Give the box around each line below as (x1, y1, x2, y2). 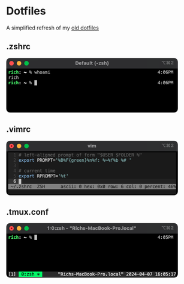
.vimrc (6, 125, 31, 135)
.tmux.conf (6, 206, 49, 217)
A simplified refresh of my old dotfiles (6, 24, 99, 31)
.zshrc (6, 42, 31, 52)
